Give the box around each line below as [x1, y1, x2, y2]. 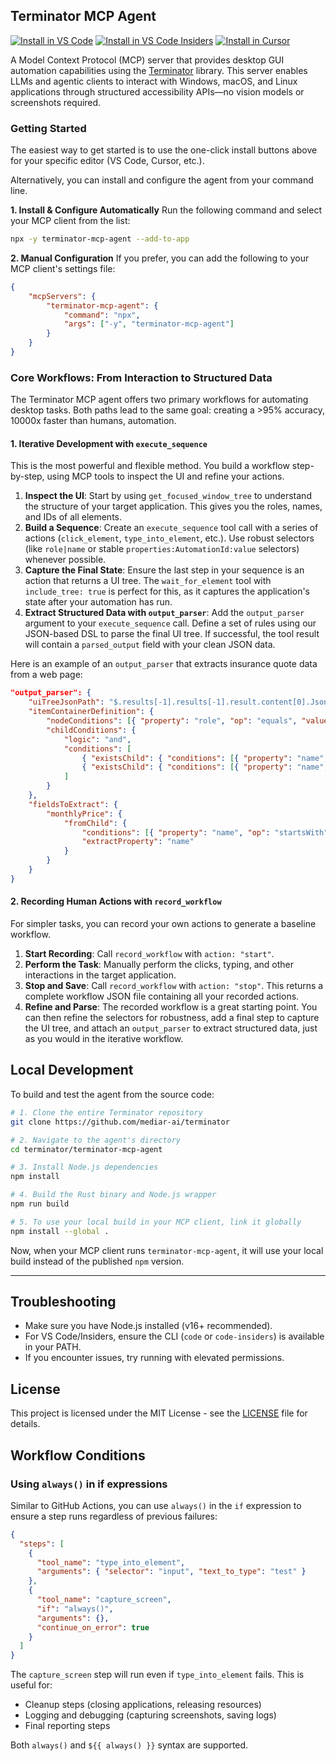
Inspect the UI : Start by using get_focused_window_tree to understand [24, 490, 312, 502]
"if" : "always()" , [36, 1604, 114, 1614]
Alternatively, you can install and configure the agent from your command [10, 174, 314, 186]
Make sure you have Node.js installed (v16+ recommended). [24, 1320, 273, 1332]
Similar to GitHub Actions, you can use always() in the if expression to [10, 1499, 302, 1511]
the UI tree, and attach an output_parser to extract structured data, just [24, 1022, 318, 1034]
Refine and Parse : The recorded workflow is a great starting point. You [24, 1001, 318, 1013]
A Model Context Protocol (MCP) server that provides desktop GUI [10, 54, 285, 66]
